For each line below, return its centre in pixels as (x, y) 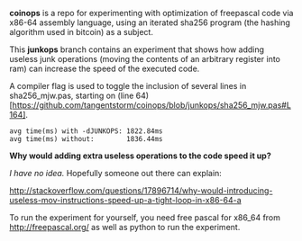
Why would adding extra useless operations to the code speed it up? (141, 156)
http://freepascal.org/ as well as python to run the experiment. (125, 227)
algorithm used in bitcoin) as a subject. (81, 32)
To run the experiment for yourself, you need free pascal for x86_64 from (145, 218)
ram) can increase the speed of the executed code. (105, 68)
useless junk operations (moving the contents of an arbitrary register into (145, 59)
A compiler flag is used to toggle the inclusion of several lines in (128, 86)
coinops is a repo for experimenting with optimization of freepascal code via (151, 13)
